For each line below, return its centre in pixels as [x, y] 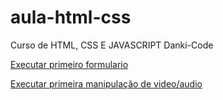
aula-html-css [71, 17]
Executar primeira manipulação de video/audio [106, 83]
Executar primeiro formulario [69, 64]
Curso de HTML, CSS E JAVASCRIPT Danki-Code [112, 45]
